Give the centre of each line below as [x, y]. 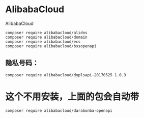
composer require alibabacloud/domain [46, 37]
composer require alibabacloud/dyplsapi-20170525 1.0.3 [66, 75]
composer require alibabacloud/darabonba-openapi [59, 110]
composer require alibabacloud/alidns [46, 33]
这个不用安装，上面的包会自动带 [72, 96]
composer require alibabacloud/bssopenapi [51, 46]
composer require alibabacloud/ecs [43, 42]
